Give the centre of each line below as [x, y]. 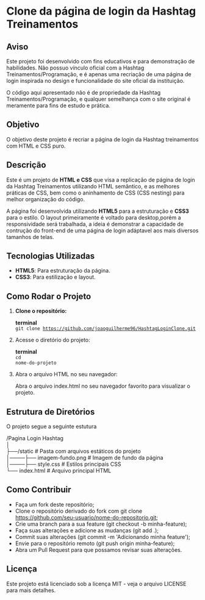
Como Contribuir [39, 490]
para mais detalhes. [31, 590]
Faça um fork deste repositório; [55, 504]
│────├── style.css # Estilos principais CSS [64, 464]
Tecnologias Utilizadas [51, 256]
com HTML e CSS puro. [36, 146]
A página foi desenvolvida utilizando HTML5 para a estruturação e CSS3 [98, 211]
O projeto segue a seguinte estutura [52, 427]
